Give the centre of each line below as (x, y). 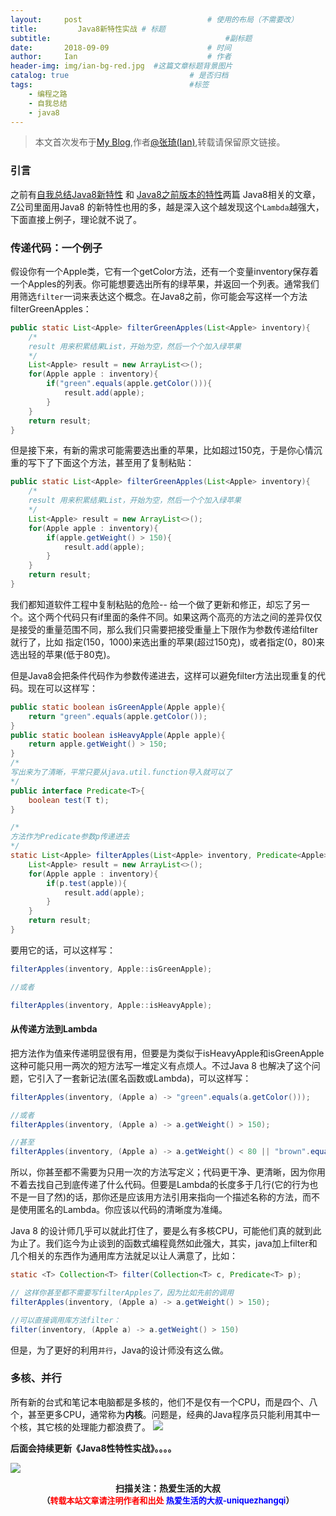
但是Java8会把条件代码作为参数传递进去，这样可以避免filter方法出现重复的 (164, 675)
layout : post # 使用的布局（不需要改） (154, 19)
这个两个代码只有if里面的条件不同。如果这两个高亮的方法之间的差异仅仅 (175, 617)
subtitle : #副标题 (131, 38)
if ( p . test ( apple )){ (87, 883)
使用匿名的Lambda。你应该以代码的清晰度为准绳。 (123, 1210)
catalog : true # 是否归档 (119, 76)
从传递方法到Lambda (54, 1029)
